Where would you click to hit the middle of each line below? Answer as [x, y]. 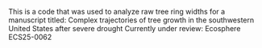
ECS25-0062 [30, 37]
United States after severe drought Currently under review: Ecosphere [125, 28]
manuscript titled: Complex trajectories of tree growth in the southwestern [131, 20]
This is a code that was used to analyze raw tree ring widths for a [117, 12]
